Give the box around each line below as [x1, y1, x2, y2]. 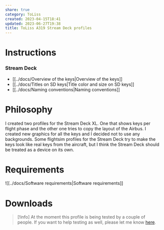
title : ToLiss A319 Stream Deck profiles [5, 26, 92, 31]
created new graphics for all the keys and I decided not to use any [5, 131, 140, 137]
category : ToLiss [5, 12, 41, 17]
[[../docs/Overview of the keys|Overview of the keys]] [12, 76, 123, 82]
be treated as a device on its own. [5, 147, 74, 153]
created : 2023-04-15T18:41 [5, 16, 61, 21]
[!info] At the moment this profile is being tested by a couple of [17, 214, 146, 220]
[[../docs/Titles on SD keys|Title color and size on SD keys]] [12, 81, 135, 87]
